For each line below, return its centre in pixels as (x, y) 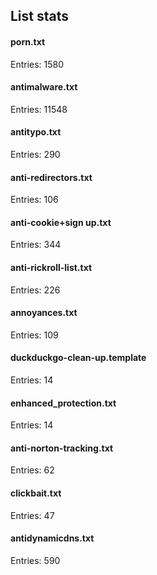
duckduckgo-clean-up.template (78, 358)
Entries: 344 (36, 245)
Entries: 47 (32, 515)
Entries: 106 (34, 200)
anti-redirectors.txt (51, 177)
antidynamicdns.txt (52, 538)
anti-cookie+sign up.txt (61, 222)
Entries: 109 (34, 335)
